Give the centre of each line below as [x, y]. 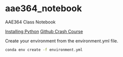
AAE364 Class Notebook [30, 22]
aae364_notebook [44, 9]
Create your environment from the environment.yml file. [62, 41]
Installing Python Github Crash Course [44, 31]
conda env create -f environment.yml [44, 50]
